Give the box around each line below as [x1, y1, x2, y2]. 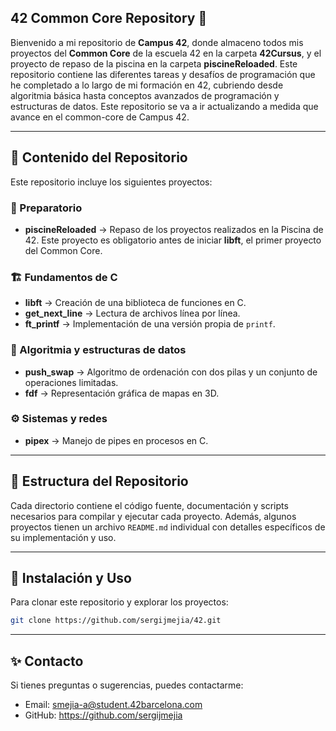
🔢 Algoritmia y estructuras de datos [10, 343, 187, 357]
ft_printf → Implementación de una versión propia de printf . [24, 318, 276, 330]
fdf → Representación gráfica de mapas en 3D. [24, 387, 220, 399]
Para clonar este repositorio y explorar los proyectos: [10, 596, 229, 608]
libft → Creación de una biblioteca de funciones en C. [24, 297, 247, 309]
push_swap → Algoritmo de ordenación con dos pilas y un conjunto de [24, 366, 318, 378]
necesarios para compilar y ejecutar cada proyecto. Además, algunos [10, 510, 297, 522]
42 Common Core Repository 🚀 [10, 10, 208, 27]
